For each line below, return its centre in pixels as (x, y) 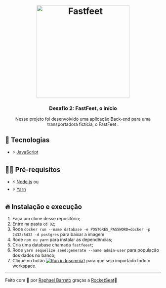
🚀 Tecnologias (27, 140)
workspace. (24, 266)
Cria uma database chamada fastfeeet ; (53, 244)
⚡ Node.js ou (25, 182)
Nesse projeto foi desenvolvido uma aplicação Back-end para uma (83, 119)
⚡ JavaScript (25, 152)
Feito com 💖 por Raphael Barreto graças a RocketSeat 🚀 (61, 280)
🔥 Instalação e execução (44, 207)
